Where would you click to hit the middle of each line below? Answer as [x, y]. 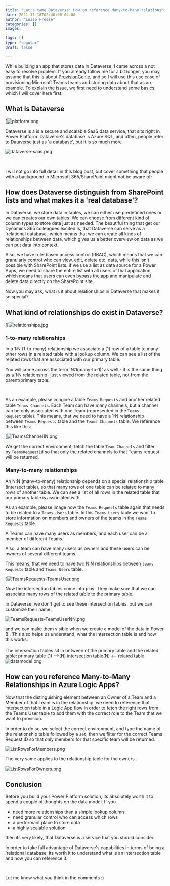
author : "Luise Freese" [30, 19]
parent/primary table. [27, 380]
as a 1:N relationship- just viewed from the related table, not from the [77, 375]
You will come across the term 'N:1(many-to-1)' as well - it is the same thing [84, 370]
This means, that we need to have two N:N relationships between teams [79, 563]
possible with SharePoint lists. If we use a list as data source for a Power [81, 265]
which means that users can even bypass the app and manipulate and [78, 276]
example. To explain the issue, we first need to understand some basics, [80, 88]
